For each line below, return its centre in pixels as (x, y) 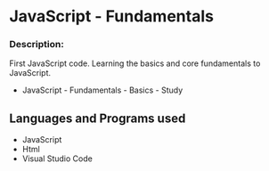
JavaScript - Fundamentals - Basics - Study (102, 90)
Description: (37, 45)
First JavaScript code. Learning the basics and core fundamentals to (135, 63)
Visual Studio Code (57, 159)
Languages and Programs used (98, 118)
